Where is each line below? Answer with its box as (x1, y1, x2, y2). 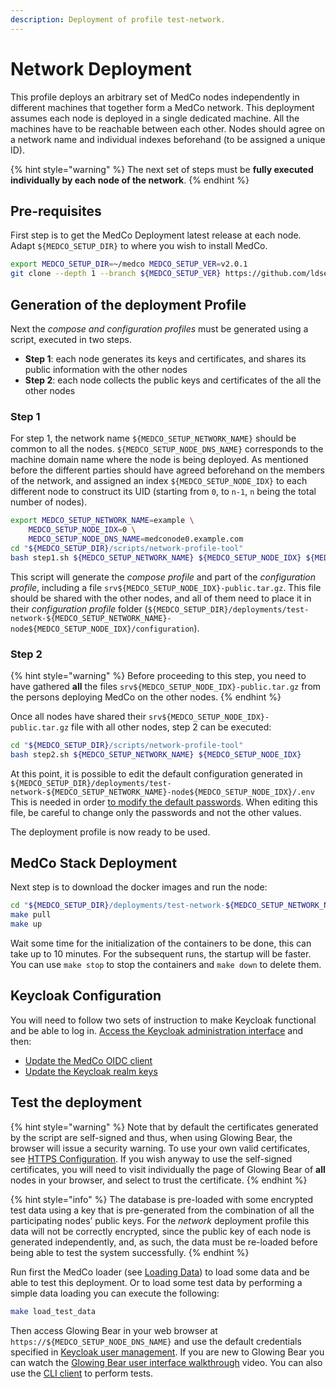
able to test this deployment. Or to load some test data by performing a (10, 1276, 303, 1288)
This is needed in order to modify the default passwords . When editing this (10, 796, 318, 808)
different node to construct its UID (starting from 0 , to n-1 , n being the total (10, 486, 317, 498)
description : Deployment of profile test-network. (10, 14, 226, 25)
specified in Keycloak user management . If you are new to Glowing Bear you (10, 1346, 325, 1358)
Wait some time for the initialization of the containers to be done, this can (10, 937, 312, 950)
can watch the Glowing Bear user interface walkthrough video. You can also (10, 1356, 323, 1368)
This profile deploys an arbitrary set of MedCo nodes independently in (10, 91, 300, 103)
